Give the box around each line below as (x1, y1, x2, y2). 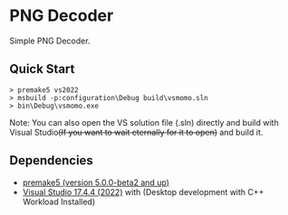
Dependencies (9, 153, 93, 168)
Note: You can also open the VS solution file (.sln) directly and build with (9, 117, 279, 127)
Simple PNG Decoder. (9, 35, 91, 46)
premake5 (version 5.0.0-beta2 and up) (22, 177, 170, 188)
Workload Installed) (22, 196, 96, 207)
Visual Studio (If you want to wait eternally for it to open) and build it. (9, 126, 264, 137)
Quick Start (9, 61, 75, 77)
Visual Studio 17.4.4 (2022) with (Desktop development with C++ (22, 186, 264, 197)
